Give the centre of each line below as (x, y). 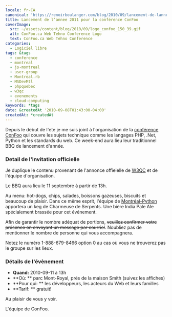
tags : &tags (18, 53)
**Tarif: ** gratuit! (32, 289)
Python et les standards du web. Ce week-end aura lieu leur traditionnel (81, 140)
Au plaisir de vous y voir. (31, 299)
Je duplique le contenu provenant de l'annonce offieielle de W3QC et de (81, 170)
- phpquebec (23, 86)
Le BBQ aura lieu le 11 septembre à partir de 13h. (56, 186)
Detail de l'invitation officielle (42, 159)
